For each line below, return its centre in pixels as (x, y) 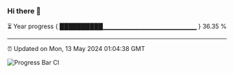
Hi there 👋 (24, 11)
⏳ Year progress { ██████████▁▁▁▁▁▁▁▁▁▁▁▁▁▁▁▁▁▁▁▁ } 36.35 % (117, 26)
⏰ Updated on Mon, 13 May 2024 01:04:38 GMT (76, 49)
